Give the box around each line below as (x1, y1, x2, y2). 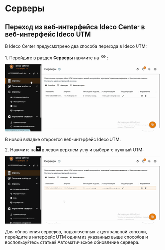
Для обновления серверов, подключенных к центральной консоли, (5, 228, 147, 234)
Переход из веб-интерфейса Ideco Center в (5, 23, 145, 31)
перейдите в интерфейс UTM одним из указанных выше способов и (5, 234, 148, 240)
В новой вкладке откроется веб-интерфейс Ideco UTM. (5, 136, 121, 142)
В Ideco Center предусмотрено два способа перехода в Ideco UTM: (5, 43, 147, 49)
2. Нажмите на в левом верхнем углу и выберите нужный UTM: (5, 146, 144, 153)
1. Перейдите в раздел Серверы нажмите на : (5, 55, 108, 61)
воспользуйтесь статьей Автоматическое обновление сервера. (5, 239, 139, 245)
